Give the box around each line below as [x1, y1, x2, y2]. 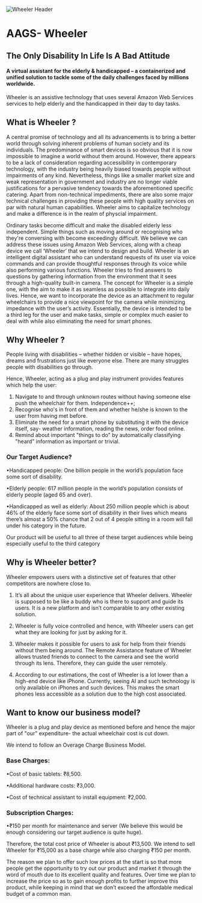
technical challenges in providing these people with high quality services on [6, 197, 194, 204]
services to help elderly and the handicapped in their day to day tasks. [6, 100, 180, 107]
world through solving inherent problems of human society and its [6, 139, 170, 147]
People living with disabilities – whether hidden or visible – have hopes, [6, 350, 182, 358]
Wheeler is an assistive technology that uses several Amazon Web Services [6, 93, 194, 100]
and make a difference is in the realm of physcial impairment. [6, 210, 158, 217]
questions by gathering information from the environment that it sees [6, 272, 177, 280]
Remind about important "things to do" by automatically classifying [14, 432, 181, 439]
